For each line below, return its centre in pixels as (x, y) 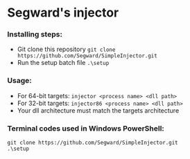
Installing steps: (35, 35)
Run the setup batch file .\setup (63, 63)
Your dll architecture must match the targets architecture (98, 110)
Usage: (20, 81)
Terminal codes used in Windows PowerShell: (86, 128)
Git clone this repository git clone (66, 49)
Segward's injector (63, 13)
